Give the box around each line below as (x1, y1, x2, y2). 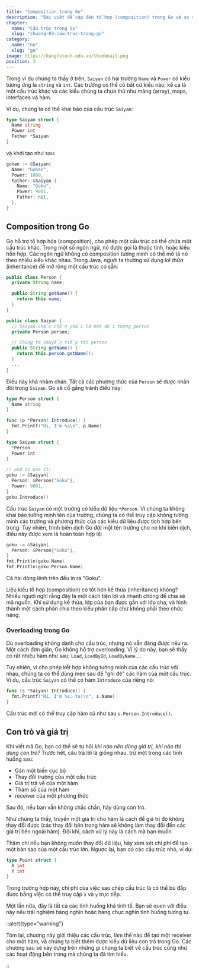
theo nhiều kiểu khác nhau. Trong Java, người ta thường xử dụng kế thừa (6, 256, 184, 263)
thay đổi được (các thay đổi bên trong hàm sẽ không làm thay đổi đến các (6, 821, 186, 829)
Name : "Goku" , (17, 183, 52, 189)
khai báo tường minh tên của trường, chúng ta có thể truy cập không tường (6, 511, 188, 518)
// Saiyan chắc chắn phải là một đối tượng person (11, 323, 150, 329)
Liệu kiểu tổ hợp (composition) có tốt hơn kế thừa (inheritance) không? (6, 586, 178, 593)
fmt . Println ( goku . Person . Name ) (6, 564, 84, 570)
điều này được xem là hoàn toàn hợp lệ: (6, 530, 102, 537)
